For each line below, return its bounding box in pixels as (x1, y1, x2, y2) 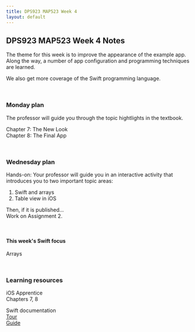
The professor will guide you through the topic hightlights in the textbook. (6, 114, 183, 121)
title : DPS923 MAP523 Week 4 (6, 8, 77, 15)
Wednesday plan (6, 158, 55, 166)
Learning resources (6, 276, 63, 285)
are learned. (6, 64, 36, 71)
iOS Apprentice (6, 289, 43, 296)
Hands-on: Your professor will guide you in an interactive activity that (6, 171, 173, 178)
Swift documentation (6, 307, 57, 314)
